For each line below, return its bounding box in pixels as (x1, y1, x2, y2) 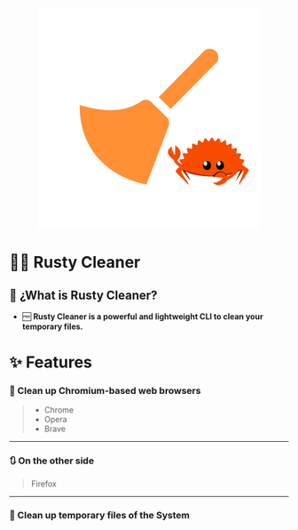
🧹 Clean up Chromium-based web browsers (9, 385, 201, 397)
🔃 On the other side (9, 454, 95, 467)
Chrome (43, 405, 74, 415)
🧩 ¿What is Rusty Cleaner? (9, 287, 158, 302)
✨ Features (9, 352, 93, 373)
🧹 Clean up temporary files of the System (9, 509, 191, 521)
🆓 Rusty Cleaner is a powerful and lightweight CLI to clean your (21, 311, 263, 322)
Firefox (30, 478, 58, 489)
